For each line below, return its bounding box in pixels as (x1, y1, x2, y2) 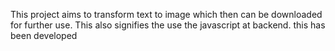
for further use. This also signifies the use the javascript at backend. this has (10, 19, 326, 31)
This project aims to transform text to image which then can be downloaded (10, 9, 323, 20)
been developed (10, 30, 78, 41)
